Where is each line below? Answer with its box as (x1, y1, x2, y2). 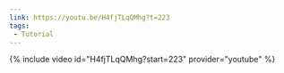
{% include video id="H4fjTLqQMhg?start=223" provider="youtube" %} (9, 54, 276, 65)
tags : (9, 21, 30, 30)
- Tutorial (13, 29, 54, 38)
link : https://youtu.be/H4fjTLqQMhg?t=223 (9, 12, 170, 22)
